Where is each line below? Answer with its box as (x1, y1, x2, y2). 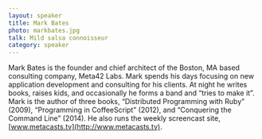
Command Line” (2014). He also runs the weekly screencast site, (8, 114, 221, 123)
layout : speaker (8, 11, 62, 20)
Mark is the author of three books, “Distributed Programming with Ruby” (8, 97, 245, 106)
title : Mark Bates (8, 19, 69, 27)
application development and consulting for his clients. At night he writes (8, 80, 248, 90)
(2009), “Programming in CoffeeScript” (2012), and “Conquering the (8, 105, 233, 115)
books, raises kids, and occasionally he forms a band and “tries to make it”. (8, 88, 255, 98)
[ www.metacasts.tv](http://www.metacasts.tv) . (8, 122, 163, 132)
